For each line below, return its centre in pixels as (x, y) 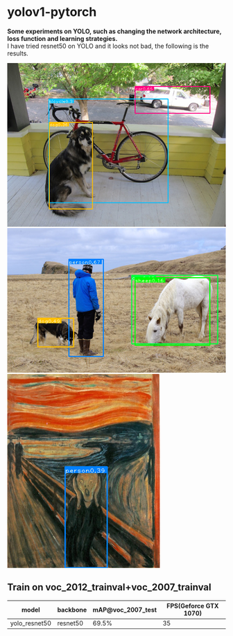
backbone (72, 610)
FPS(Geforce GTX (192, 606)
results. (18, 53)
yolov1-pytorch (52, 12)
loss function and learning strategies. (62, 38)
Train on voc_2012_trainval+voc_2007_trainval (109, 587)
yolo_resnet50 (31, 624)
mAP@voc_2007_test (125, 610)
